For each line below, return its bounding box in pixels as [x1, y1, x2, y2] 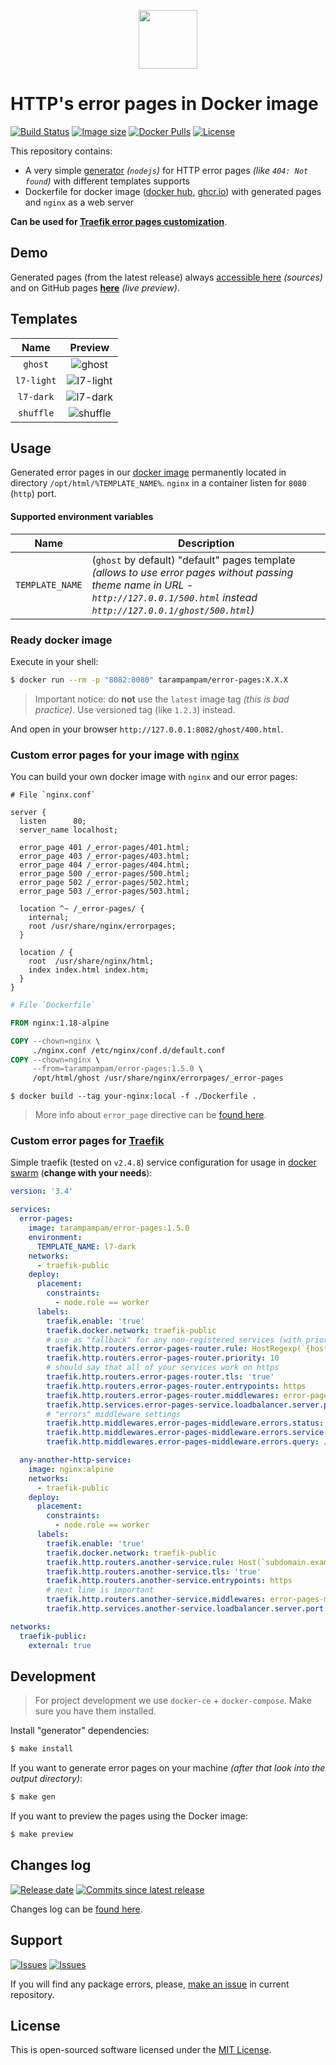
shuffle [18, 407, 55, 419]
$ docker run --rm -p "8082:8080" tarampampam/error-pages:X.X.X [10, 675, 288, 685]
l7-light [15, 375, 57, 386]
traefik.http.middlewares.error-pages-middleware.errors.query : [46, 1437, 320, 1447]
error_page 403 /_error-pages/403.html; [19, 851, 190, 862]
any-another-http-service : [19, 1455, 132, 1465]
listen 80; [19, 816, 87, 827]
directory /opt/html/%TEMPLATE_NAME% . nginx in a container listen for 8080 [10, 477, 307, 489]
